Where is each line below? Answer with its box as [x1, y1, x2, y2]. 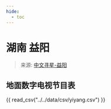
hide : [6, 8, 19, 15]
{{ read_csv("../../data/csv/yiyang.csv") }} [6, 96, 106, 103]
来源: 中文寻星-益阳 [20, 62, 67, 69]
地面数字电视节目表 [6, 80, 75, 90]
